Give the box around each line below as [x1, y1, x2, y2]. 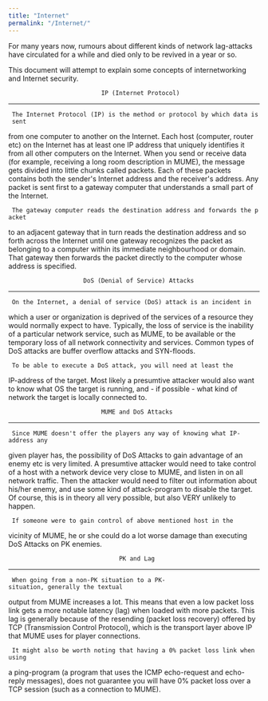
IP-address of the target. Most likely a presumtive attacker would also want [8, 375, 255, 385]
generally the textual [47, 583, 124, 591]
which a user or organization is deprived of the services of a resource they [8, 312, 254, 322]
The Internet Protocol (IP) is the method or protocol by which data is [11, 110, 259, 118]
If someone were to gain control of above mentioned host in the [11, 517, 234, 525]
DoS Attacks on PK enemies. [8, 539, 102, 549]
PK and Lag [118, 554, 156, 563]
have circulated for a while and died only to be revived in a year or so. [8, 50, 238, 59]
